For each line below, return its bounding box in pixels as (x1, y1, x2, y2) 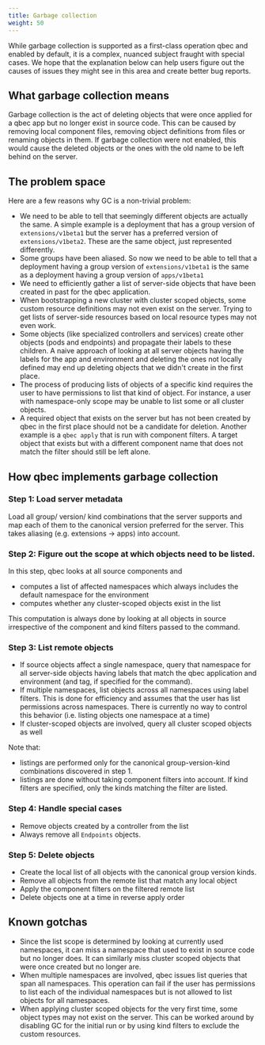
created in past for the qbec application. (19, 287, 151, 297)
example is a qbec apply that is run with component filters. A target (19, 430, 238, 440)
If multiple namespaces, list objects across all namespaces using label (19, 685, 249, 695)
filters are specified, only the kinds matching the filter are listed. (19, 784, 228, 793)
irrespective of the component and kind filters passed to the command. (8, 623, 240, 632)
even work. (19, 321, 57, 330)
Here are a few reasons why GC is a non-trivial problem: (8, 196, 191, 206)
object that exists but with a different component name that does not (19, 439, 244, 448)
